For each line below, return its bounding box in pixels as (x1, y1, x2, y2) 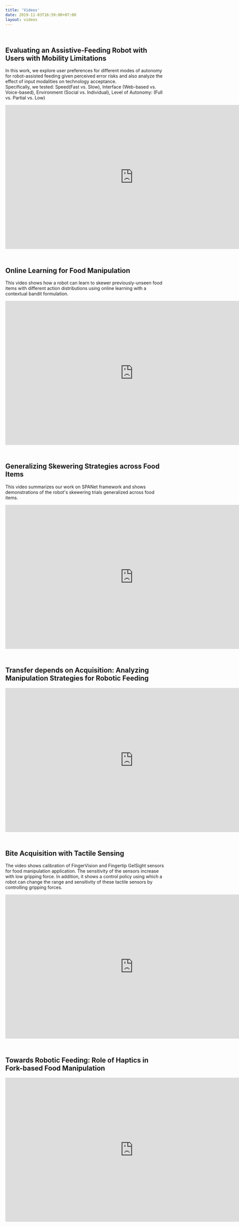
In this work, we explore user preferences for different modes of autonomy (5, 68, 162, 74)
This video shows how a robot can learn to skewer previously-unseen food (5, 280, 162, 286)
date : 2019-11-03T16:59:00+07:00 (5, 12, 77, 17)
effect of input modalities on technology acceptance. (5, 78, 117, 85)
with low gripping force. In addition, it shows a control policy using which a (5, 874, 162, 880)
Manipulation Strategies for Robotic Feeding (5, 674, 149, 683)
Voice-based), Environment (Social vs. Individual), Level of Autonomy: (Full (5, 89, 163, 95)
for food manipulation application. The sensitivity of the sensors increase (5, 868, 159, 874)
